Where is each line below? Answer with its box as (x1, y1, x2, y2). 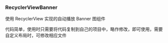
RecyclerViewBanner (5, 4, 57, 11)
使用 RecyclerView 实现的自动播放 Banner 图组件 (5, 16, 106, 22)
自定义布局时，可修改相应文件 (5, 33, 66, 39)
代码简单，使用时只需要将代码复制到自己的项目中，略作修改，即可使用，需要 (5, 26, 163, 32)
